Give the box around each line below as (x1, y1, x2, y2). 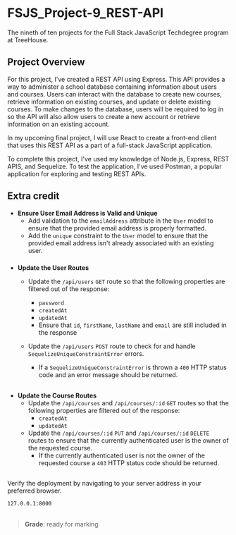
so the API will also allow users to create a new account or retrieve (7, 112, 201, 121)
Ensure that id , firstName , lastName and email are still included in (38, 321, 227, 329)
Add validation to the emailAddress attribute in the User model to (27, 216, 213, 225)
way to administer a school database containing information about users (7, 82, 217, 91)
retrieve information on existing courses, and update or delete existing (7, 97, 211, 106)
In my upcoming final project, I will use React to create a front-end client (7, 133, 217, 142)
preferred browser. (7, 486, 62, 495)
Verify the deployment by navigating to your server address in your (7, 479, 202, 488)
